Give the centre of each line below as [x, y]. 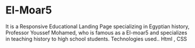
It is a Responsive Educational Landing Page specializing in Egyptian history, [97, 26]
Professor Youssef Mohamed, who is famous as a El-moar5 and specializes [97, 32]
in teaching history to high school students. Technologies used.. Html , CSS [96, 39]
